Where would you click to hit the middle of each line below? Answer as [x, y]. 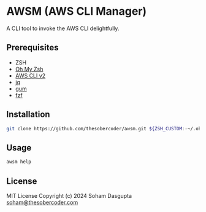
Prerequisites [32, 48]
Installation [28, 115]
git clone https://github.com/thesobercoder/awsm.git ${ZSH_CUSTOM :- [97, 128]
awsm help [19, 162]
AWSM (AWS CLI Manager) [77, 11]
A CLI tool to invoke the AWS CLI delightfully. [63, 28]
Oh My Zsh [29, 69]
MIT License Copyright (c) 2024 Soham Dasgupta [69, 195]
